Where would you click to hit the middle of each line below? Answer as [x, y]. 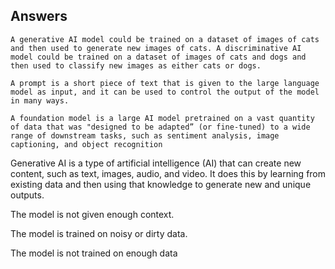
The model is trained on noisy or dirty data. [99, 233]
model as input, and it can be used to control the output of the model [165, 92]
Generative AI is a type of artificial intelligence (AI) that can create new [156, 163]
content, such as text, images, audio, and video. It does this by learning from [168, 173]
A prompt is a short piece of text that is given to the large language [165, 83]
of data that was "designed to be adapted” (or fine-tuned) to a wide [160, 127]
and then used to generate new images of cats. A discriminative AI [156, 48]
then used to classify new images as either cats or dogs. [136, 65]
